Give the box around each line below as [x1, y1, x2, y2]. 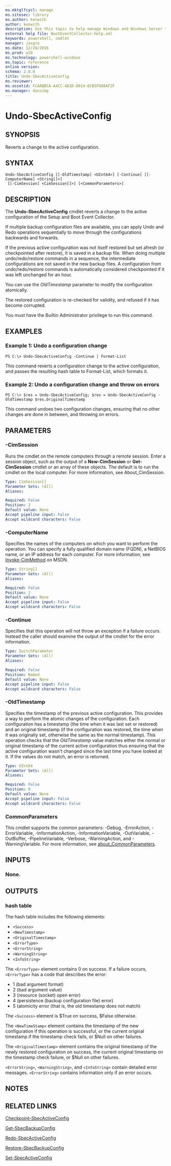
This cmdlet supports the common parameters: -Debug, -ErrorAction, [5, 825, 151, 831]
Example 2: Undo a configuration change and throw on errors [5, 381, 159, 388]
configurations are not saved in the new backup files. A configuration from [5, 261, 161, 267]
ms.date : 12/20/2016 [5, 45, 49, 51]
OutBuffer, [5, 835, 27, 841]
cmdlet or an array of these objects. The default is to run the [32, 464, 159, 470]
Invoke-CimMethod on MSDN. [5, 557, 69, 563]
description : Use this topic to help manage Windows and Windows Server [5, 27, 163, 32]
